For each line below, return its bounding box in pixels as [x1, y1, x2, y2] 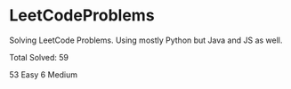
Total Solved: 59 [9, 52, 69, 62]
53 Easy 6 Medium [9, 69, 78, 80]
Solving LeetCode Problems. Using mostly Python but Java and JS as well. [9, 35, 283, 45]
